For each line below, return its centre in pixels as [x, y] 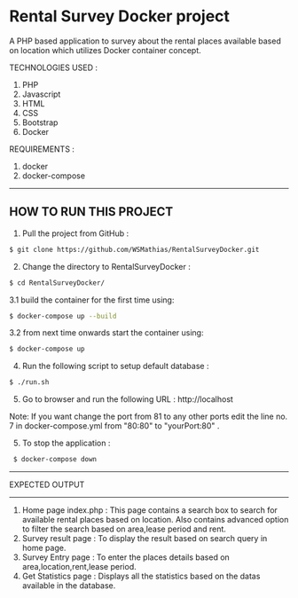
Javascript [41, 94]
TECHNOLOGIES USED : [53, 67]
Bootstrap [40, 122]
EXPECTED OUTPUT [47, 484]
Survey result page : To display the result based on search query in [145, 538]
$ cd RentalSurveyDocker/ [57, 283]
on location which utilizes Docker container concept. [105, 50]
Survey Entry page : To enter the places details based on [126, 557]
